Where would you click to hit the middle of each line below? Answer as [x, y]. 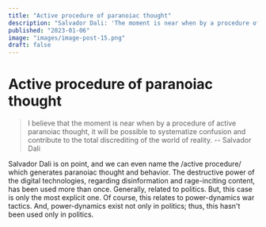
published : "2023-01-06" [49, 30]
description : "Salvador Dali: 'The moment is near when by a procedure [129, 23]
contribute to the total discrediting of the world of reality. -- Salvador [139, 140]
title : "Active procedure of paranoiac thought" [90, 15]
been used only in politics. [51, 214]
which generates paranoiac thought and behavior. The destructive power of [131, 172]
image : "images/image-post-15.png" [67, 38]
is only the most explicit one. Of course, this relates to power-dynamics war [131, 198]
